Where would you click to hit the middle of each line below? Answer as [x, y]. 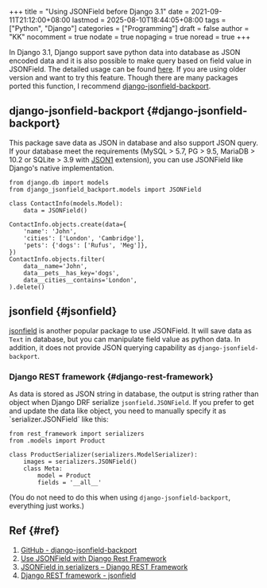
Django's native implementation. [62, 168]
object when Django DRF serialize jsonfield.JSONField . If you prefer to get [132, 402]
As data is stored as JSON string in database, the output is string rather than [134, 394]
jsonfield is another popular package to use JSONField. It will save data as [131, 330]
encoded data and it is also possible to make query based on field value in [131, 60]
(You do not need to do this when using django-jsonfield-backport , [120, 497]
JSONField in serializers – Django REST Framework [104, 567]
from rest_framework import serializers [77, 434]
